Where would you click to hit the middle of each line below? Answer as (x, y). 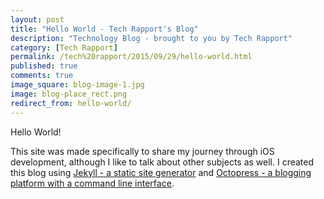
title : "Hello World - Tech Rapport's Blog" (104, 29)
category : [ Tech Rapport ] (64, 47)
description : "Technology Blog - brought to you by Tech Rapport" (151, 38)
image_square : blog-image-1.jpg (77, 85)
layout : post (37, 19)
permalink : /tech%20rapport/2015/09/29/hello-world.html (131, 57)
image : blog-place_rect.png (69, 94)
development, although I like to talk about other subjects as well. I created (162, 162)
